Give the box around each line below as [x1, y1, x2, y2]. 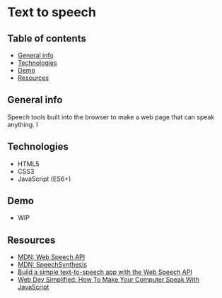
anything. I [7, 120, 38, 129]
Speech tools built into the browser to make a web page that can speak [7, 112, 215, 121]
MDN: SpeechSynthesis [17, 261, 87, 269]
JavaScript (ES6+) [17, 174, 71, 183]
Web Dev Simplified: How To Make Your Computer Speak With [17, 275, 200, 284]
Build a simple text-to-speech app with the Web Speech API [17, 268, 192, 276]
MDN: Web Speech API [17, 253, 86, 261]
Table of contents [7, 32, 86, 44]
